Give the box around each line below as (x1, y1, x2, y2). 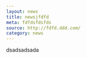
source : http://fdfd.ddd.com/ (6, 25, 81, 31)
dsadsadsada (6, 46, 39, 53)
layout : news (6, 8, 39, 15)
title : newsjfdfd (6, 14, 49, 20)
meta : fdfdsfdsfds (6, 19, 52, 25)
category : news (6, 30, 44, 36)
